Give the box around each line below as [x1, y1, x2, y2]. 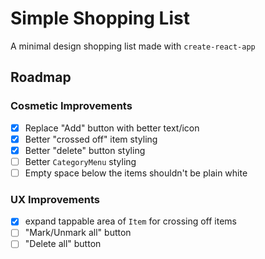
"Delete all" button [24, 238, 102, 250]
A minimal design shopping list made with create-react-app [10, 40, 256, 52]
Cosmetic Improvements [10, 99, 133, 113]
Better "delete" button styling [24, 144, 146, 156]
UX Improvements [10, 192, 100, 206]
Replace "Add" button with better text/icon [24, 122, 200, 134]
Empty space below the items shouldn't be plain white [24, 167, 248, 179]
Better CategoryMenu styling [24, 155, 137, 167]
